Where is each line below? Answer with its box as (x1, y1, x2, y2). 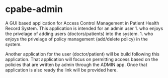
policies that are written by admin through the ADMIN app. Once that (5, 61, 147, 67)
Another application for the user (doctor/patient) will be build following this (5, 51, 160, 57)
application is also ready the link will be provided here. (5, 66, 118, 73)
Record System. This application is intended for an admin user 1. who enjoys (5, 25, 163, 31)
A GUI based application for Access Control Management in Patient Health (5, 20, 159, 26)
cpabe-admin (5, 3, 63, 15)
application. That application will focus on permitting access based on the (5, 56, 158, 62)
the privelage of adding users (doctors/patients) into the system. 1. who (5, 30, 153, 36)
